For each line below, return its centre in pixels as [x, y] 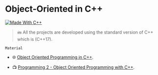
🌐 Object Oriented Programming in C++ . [53, 57]
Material [14, 48]
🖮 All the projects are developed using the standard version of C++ [85, 32]
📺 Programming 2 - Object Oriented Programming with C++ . [73, 67]
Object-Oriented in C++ [54, 9]
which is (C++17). [35, 39]
